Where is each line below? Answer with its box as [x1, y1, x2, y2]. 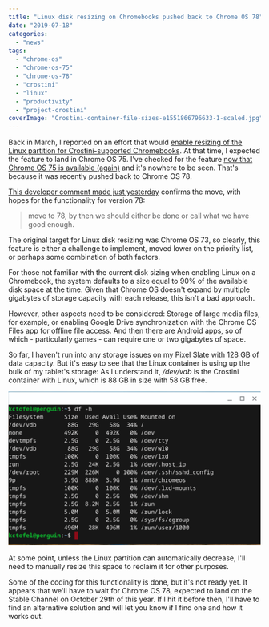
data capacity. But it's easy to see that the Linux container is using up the [8, 358, 251, 368]
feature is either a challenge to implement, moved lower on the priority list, [8, 244, 254, 253]
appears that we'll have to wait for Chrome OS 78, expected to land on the [8, 585, 252, 595]
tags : [8, 47, 26, 55]
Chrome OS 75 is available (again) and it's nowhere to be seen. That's [8, 163, 239, 172]
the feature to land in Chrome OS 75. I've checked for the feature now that [8, 155, 253, 164]
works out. [8, 611, 44, 621]
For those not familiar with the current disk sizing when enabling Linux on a [8, 268, 256, 277]
